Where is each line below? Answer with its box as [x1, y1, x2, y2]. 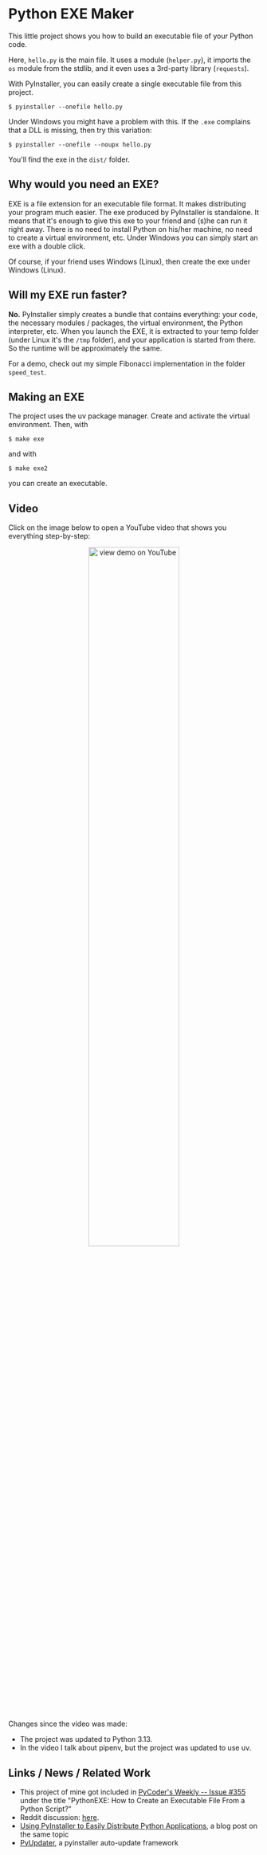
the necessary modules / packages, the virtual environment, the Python [8, 318, 243, 327]
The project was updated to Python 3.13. [19, 1735, 153, 1744]
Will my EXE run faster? [8, 288, 128, 302]
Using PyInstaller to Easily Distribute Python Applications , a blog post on [19, 1822, 257, 1830]
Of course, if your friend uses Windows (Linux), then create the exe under [8, 257, 251, 266]
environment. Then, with [8, 420, 88, 429]
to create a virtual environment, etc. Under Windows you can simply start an [8, 233, 259, 242]
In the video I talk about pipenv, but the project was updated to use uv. [19, 1743, 252, 1753]
